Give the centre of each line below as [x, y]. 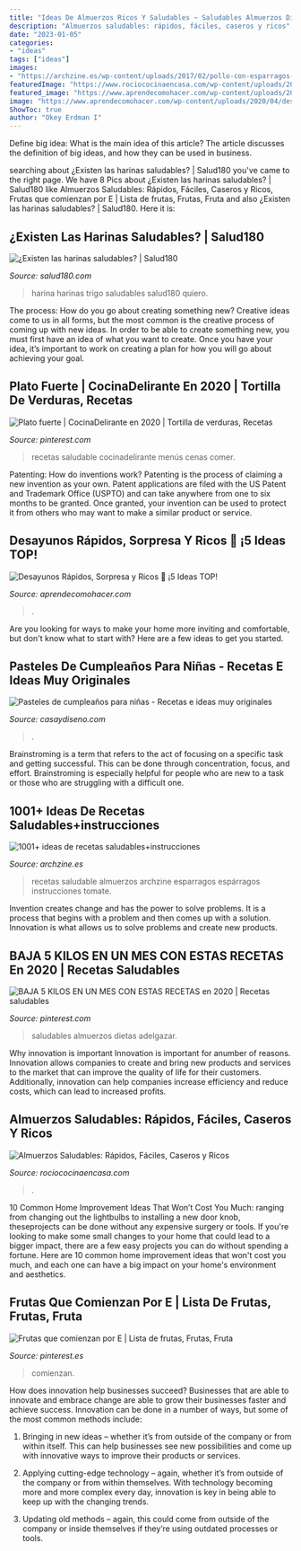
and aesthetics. [38, 1274]
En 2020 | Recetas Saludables [95, 969]
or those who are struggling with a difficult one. [97, 783]
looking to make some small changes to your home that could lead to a [140, 1236]
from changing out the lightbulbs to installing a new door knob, [125, 1217]
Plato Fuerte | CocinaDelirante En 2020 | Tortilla [145, 387]
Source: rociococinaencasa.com [69, 1172]
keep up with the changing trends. [86, 1502]
